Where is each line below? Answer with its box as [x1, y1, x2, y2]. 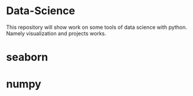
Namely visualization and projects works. [6, 29, 107, 37]
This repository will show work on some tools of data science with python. [6, 24, 188, 31]
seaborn [6, 51, 49, 64]
